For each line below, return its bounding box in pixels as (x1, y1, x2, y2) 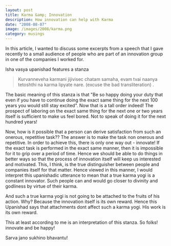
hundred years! (5, 119, 37, 125)
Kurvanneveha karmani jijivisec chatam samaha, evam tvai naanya (17, 76, 158, 82)
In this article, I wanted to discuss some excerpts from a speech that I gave (5, 46, 164, 51)
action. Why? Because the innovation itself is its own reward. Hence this (5, 198, 157, 204)
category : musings (5, 31, 45, 36)
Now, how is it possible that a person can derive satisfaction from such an (5, 129, 161, 135)
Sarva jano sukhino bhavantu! (5, 235, 68, 241)
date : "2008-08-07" (5, 22, 47, 27)
